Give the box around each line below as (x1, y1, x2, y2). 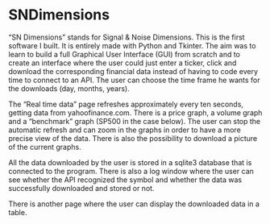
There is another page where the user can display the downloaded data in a (8, 199, 260, 209)
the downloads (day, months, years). (8, 83, 131, 93)
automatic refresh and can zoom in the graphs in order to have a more (8, 125, 242, 135)
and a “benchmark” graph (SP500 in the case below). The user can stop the (8, 116, 260, 126)
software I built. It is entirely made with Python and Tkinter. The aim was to (8, 40, 256, 50)
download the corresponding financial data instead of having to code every (8, 66, 259, 76)
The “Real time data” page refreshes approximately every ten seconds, (8, 99, 244, 109)
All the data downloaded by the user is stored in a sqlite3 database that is (8, 157, 252, 167)
